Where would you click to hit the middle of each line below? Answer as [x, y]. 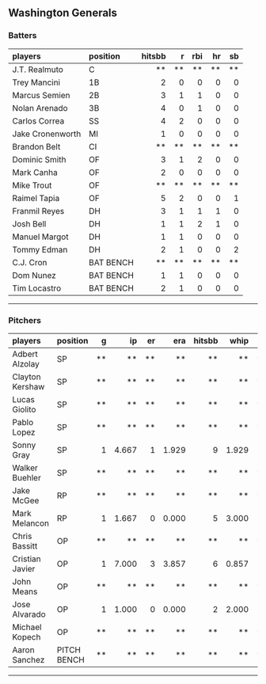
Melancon [31, 523]
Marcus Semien [41, 95]
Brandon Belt [36, 146]
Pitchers [25, 320]
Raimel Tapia [36, 198]
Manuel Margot [40, 237]
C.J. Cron [30, 262]
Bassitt [25, 545]
